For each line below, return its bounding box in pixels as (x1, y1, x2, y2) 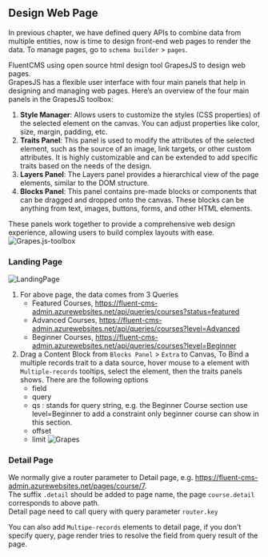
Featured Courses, (31, 298, 94, 308)
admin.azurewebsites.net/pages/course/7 (8, 481, 146, 491)
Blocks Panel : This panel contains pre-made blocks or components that (19, 186, 258, 196)
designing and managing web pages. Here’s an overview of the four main (8, 86, 250, 95)
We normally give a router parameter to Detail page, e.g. (8, 473, 194, 482)
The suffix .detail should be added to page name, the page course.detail (8, 490, 255, 499)
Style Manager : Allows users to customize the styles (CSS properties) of (19, 110, 261, 119)
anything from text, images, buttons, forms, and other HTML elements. (19, 204, 253, 213)
